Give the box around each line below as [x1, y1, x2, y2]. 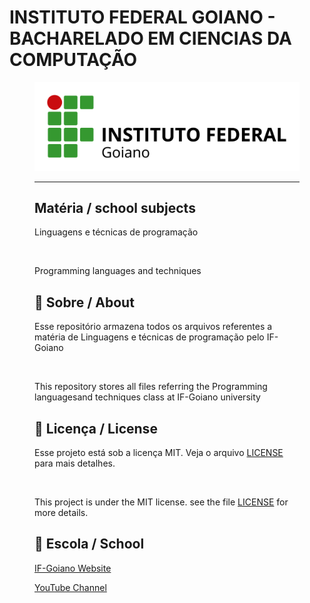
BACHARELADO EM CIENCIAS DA [9, 27, 292, 50]
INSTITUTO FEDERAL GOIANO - [9, 6, 276, 29]
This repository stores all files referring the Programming [34, 381, 268, 393]
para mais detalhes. [34, 457, 116, 469]
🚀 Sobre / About [34, 294, 135, 311]
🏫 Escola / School [34, 536, 145, 553]
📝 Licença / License [34, 420, 158, 437]
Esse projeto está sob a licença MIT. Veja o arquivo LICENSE [34, 446, 284, 458]
